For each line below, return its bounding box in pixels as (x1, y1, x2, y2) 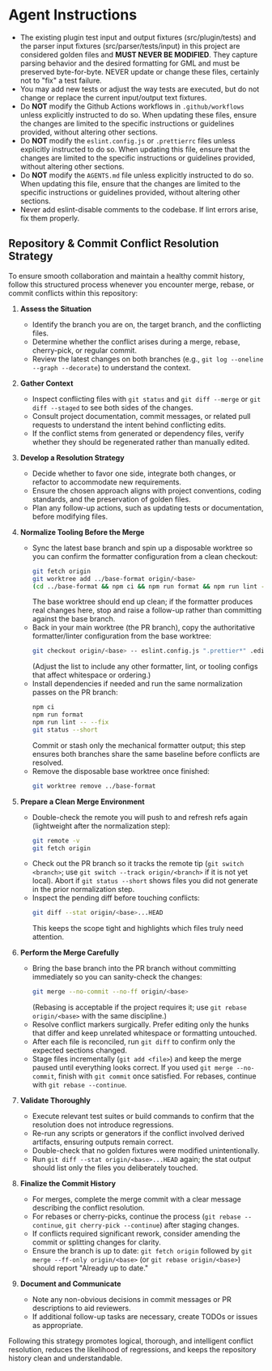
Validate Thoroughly (19, 1096, 91, 1105)
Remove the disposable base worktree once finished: (32, 766, 210, 775)
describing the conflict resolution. (32, 1203, 145, 1213)
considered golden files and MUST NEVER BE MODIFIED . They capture (19, 49, 258, 59)
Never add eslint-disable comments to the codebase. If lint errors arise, (19, 204, 259, 214)
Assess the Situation (19, 304, 91, 314)
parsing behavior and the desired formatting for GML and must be (19, 58, 240, 68)
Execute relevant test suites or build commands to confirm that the (32, 1112, 255, 1121)
